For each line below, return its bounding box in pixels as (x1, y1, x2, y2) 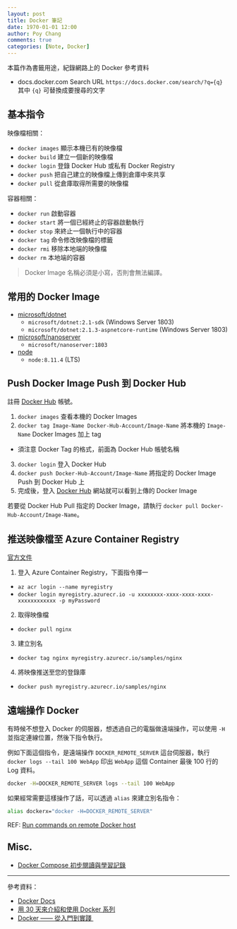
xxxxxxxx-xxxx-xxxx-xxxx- (137, 591, 214, 598)
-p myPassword (59, 598, 100, 605)
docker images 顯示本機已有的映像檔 (17, 143, 123, 152)
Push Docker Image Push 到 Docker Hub (7, 377, 187, 389)
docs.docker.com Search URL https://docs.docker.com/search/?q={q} (17, 78, 224, 85)
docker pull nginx (17, 626, 72, 633)
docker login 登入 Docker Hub (17, 460, 107, 468)
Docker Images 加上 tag (32, 430, 102, 439)
